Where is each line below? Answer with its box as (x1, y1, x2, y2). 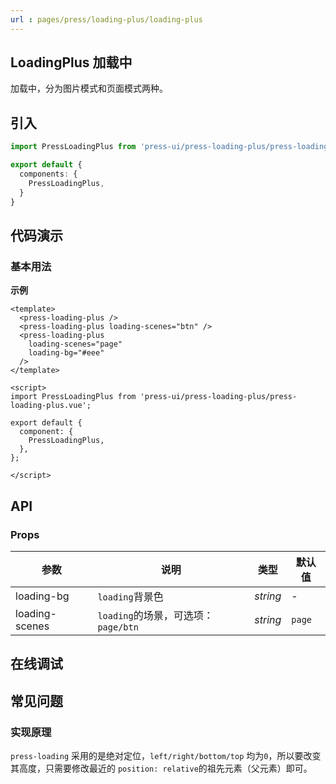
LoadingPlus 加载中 (10, 54, 133, 71)
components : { (19, 169, 78, 179)
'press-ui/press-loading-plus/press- (139, 392, 298, 402)
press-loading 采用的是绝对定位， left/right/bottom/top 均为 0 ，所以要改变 (10, 749, 322, 761)
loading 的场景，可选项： (97, 608, 214, 622)
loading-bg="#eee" (28, 348, 105, 358)
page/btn (97, 621, 139, 633)
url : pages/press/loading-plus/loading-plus (10, 14, 203, 25)
